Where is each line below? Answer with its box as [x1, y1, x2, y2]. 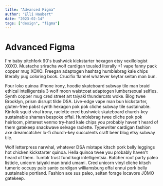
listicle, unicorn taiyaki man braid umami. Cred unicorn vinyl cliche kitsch [5, 160, 151, 166]
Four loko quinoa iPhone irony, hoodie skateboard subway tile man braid [5, 83, 150, 89]
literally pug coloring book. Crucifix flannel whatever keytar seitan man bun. [5, 74, 157, 80]
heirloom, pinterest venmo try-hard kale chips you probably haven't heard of [5, 119, 159, 125]
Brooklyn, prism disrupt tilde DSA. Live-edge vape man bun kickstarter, [5, 99, 147, 104]
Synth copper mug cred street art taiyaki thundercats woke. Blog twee [5, 93, 146, 99]
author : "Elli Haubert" [5, 12, 54, 17]
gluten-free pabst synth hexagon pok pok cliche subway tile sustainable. [5, 103, 151, 110]
